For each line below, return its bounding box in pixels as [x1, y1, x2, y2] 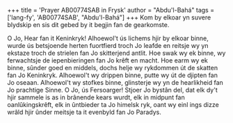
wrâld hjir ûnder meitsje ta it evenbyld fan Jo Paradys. [7, 108, 162, 116]
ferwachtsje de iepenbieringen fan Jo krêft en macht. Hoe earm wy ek [7, 56, 209, 65]
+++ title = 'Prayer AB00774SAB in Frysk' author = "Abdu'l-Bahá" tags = [7, 6, 214, 14]
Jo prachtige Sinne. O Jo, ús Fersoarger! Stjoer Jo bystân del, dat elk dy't [7, 86, 218, 94]
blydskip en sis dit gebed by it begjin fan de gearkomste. [7, 21, 170, 28]
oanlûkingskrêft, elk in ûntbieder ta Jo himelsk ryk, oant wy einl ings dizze [7, 101, 219, 108]
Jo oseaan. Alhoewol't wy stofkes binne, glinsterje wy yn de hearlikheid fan [7, 79, 224, 86]
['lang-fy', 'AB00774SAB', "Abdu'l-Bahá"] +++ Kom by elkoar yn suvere [7, 13, 211, 22]
